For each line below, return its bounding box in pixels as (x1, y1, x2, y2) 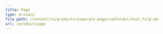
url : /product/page (5, 21, 46, 26)
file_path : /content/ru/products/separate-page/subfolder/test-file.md (5, 16, 158, 21)
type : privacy (5, 12, 35, 17)
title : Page (5, 7, 30, 12)
